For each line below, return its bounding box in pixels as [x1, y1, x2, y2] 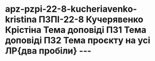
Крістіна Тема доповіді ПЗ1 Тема [5, 25, 147, 35]
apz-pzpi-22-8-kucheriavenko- [5, 3, 137, 15]
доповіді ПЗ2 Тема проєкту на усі [5, 35, 151, 46]
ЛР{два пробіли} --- [5, 45, 92, 57]
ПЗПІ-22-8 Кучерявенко [38, 14, 144, 25]
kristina [5, 14, 37, 25]
